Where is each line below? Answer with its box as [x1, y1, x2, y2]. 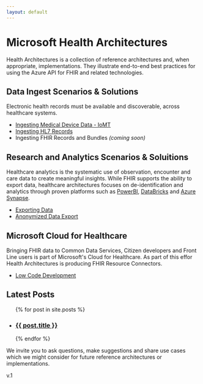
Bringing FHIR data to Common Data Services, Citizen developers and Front [6, 247, 197, 254]
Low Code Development [15, 272, 76, 279]
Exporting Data [15, 206, 53, 213]
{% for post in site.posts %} [15, 305, 86, 313]
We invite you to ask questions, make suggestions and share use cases [6, 347, 186, 355]
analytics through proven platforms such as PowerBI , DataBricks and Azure [6, 188, 196, 195]
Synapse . [6, 194, 31, 202]
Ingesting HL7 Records [15, 128, 73, 135]
